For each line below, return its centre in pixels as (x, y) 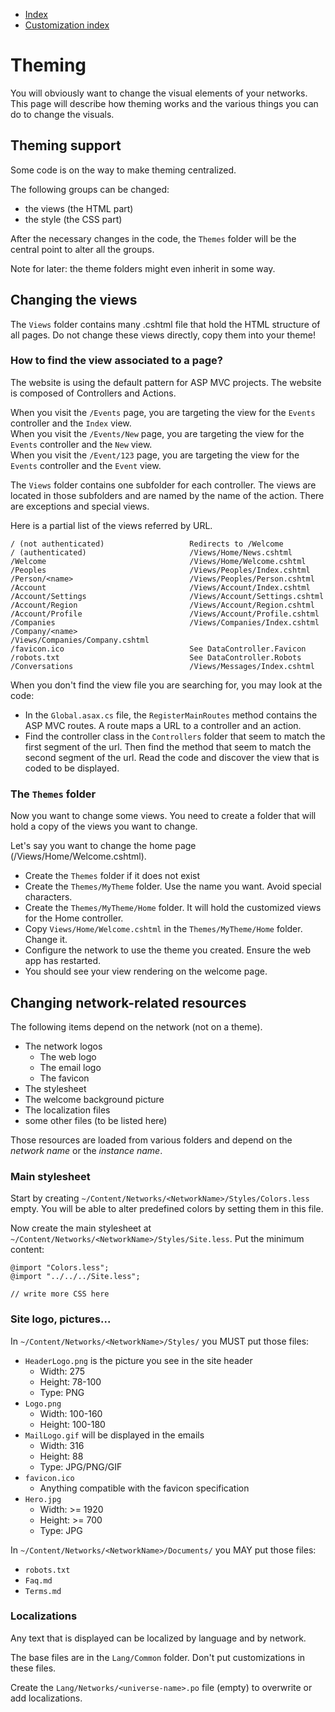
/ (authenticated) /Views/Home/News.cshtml (151, 552)
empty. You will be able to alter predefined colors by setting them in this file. (167, 1209)
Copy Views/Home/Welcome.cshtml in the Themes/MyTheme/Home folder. (163, 929)
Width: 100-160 (71, 1413)
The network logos (63, 1046)
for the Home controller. (74, 918)
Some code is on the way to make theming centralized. (123, 170)
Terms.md (43, 1591)
